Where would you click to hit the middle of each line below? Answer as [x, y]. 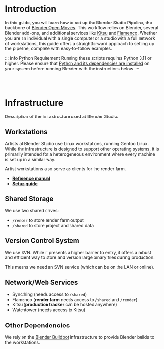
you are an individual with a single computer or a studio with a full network [80, 38]
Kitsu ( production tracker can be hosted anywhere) [64, 305]
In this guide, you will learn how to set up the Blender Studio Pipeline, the [79, 23]
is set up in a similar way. [30, 159]
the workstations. [23, 342]
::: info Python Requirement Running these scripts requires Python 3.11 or [78, 58]
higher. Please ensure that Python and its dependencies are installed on [78, 63]
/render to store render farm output [48, 220]
